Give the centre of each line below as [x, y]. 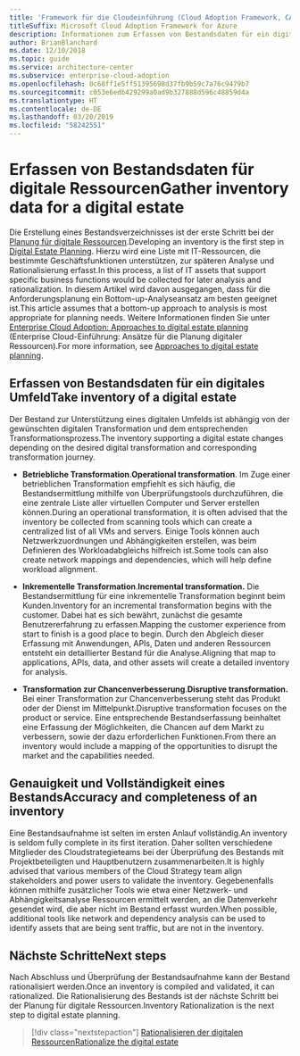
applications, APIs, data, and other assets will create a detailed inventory [156, 662]
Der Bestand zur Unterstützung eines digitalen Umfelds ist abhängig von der [150, 419]
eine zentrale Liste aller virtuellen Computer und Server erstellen [141, 503]
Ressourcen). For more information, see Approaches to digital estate [134, 345]
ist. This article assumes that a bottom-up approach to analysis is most [138, 308]
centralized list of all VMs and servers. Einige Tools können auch [141, 531]
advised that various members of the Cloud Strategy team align [126, 870]
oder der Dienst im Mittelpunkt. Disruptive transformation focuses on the [154, 708]
